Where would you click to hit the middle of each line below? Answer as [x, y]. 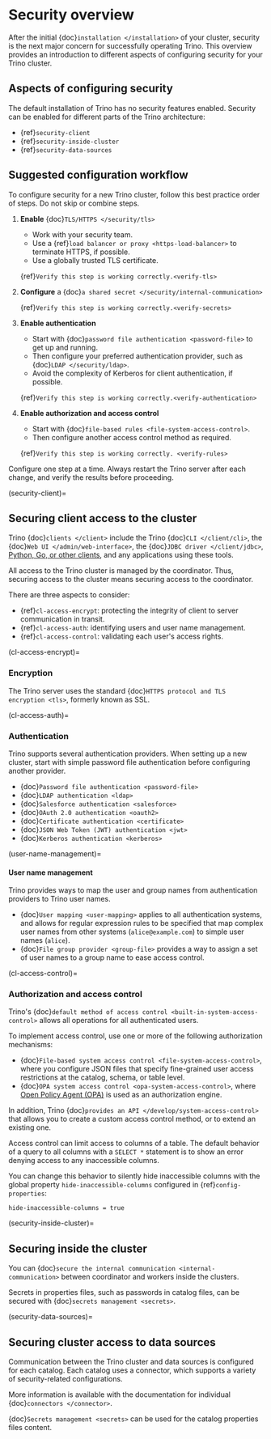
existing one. [30, 1127]
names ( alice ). [45, 940]
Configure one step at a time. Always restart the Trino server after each [127, 469]
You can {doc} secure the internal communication [92, 1268]
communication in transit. [62, 619]
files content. [30, 1428]
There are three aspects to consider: [69, 595]
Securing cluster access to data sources [112, 1342]
